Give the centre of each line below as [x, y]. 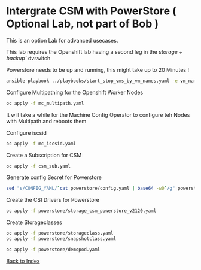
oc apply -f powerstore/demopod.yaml [53, 250]
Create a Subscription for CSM [44, 155]
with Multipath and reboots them [46, 121]
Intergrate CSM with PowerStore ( [91, 11]
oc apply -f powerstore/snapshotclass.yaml [61, 239]
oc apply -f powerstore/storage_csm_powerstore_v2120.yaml [81, 211]
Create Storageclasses [34, 222]
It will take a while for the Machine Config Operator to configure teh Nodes [98, 114]
